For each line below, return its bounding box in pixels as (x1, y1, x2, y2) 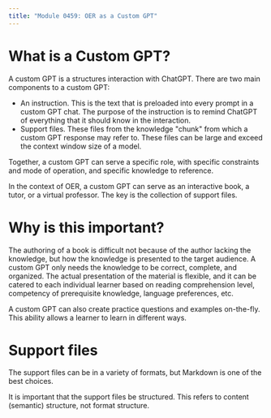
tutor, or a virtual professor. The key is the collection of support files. (8, 190, 238, 200)
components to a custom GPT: (8, 82, 110, 92)
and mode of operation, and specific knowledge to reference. (8, 166, 213, 175)
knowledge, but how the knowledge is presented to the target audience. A (8, 253, 256, 264)
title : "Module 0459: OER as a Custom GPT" (8, 11, 158, 20)
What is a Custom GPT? (8, 46, 171, 65)
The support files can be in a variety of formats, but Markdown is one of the (8, 368, 262, 377)
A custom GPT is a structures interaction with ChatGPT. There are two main (8, 74, 261, 84)
